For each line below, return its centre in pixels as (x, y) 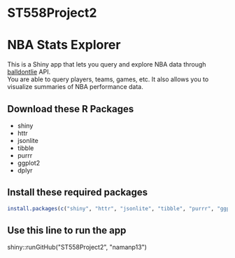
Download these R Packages (71, 109)
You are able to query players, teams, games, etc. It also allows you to (108, 79)
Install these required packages (78, 192)
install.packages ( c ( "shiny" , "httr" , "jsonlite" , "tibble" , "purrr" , (111, 208)
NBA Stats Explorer (64, 45)
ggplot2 (29, 163)
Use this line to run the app (67, 230)
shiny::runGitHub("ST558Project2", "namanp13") (77, 247)
